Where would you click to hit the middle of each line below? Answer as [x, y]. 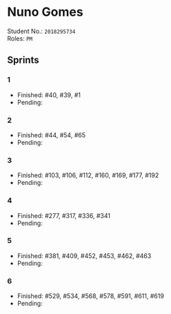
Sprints [23, 60]
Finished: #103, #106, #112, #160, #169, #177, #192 [88, 175]
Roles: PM [20, 38]
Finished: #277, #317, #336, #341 [63, 215]
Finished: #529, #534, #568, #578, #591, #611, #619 [90, 296]
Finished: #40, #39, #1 [49, 95]
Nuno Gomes [46, 12]
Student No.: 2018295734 [41, 31]
